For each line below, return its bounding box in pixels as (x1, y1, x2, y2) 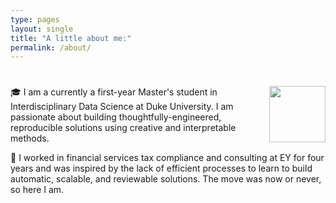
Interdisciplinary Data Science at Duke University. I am (10, 101, 234, 113)
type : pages (10, 14, 60, 25)
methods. (10, 132, 50, 145)
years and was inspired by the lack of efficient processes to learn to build (10, 162, 313, 175)
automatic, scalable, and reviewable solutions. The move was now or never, (10, 173, 322, 185)
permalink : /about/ (10, 42, 92, 53)
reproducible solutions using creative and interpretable (10, 122, 237, 134)
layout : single (10, 24, 74, 34)
